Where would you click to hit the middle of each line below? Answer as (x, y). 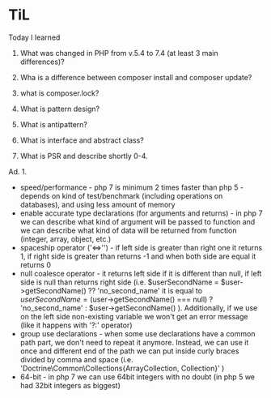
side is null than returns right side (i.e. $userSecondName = (120, 282)
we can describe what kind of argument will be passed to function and (138, 221)
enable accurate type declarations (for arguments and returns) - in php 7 (141, 213)
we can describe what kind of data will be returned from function (128, 230)
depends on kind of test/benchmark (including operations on (121, 195)
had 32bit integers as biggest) (70, 385)
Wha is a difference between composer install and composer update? (136, 77)
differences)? (42, 62)
